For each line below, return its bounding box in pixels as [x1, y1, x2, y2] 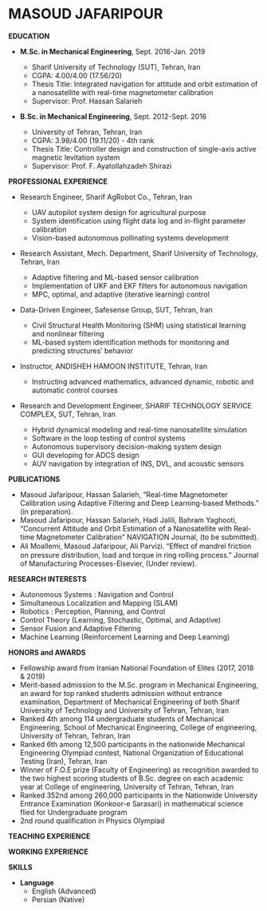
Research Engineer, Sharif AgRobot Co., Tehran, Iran [19, 192, 193, 201]
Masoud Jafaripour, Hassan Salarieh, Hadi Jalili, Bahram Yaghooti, [19, 515, 238, 524]
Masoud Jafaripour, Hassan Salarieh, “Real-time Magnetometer [19, 489, 229, 499]
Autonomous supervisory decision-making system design [31, 441, 222, 452]
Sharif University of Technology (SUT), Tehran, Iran [31, 62, 201, 72]
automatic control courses [31, 385, 118, 395]
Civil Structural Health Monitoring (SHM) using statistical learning [31, 320, 246, 330]
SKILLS [8, 862, 33, 872]
